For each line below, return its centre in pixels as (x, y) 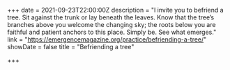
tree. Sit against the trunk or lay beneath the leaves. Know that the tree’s (111, 17)
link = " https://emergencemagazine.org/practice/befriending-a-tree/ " (107, 40)
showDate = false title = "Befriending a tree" (71, 47)
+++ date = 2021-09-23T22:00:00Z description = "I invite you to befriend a (116, 10)
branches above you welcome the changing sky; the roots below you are (112, 25)
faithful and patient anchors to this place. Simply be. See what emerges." (112, 32)
